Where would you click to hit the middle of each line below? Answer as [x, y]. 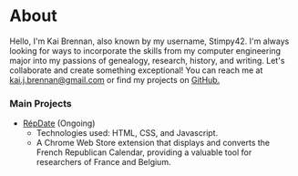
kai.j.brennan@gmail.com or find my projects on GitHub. [115, 79]
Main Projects [41, 103]
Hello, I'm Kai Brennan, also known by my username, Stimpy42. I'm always [149, 41]
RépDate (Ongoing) [59, 123]
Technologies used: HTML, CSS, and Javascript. [127, 133]
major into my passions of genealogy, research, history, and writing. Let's [147, 60]
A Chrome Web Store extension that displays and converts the [153, 143]
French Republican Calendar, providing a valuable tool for [144, 152]
